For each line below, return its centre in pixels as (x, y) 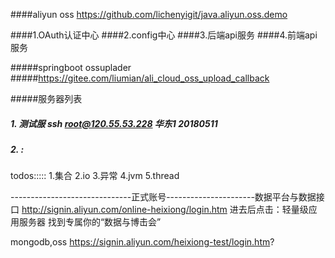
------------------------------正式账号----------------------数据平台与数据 (163, 197)
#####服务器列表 (46, 98)
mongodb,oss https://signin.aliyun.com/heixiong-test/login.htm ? (142, 242)
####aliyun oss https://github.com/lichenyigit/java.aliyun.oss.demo (149, 14)
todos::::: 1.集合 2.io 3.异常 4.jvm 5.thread (95, 176)
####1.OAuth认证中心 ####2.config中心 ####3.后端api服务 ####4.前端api (164, 35)
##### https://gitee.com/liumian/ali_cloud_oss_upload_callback (140, 78)
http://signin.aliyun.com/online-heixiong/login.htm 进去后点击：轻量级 (165, 210)
